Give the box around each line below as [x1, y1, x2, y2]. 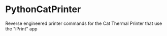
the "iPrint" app [5, 25, 38, 31]
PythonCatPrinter [5, 4, 81, 15]
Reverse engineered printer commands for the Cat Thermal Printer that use [5, 20, 162, 26]
